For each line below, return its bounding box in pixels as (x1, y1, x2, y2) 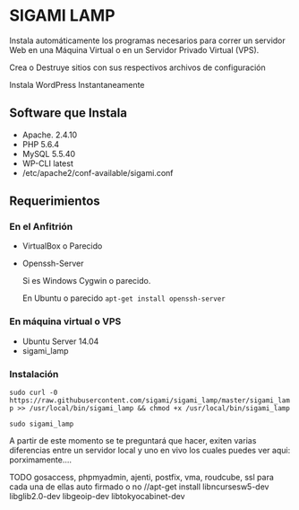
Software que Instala (9, 105, 128, 121)
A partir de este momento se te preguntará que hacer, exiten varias (9, 435, 257, 446)
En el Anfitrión (9, 221, 73, 233)
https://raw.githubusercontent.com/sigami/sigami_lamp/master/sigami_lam (9, 396, 291, 405)
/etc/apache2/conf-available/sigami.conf (21, 167, 174, 178)
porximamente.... (9, 454, 73, 465)
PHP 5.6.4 (21, 138, 60, 149)
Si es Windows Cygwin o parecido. (21, 276, 151, 286)
